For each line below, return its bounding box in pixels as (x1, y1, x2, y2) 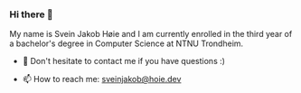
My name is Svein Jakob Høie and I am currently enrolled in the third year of (9, 29, 293, 40)
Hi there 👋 (9, 8, 54, 21)
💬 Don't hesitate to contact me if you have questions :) (22, 56, 226, 67)
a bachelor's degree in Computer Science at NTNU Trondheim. (9, 38, 244, 49)
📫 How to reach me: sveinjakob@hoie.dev (22, 74, 182, 85)
